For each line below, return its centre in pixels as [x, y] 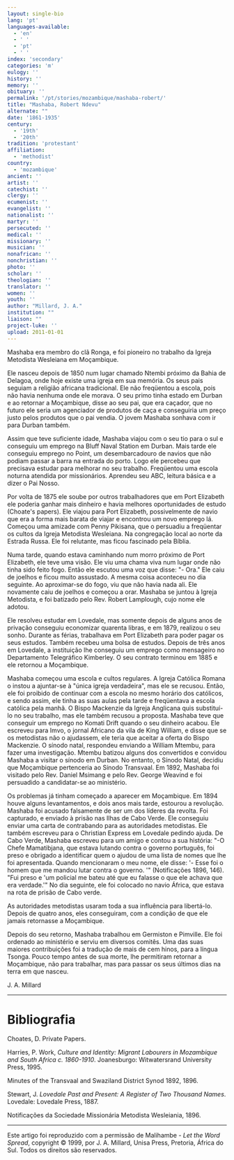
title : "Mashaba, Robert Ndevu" [54, 105]
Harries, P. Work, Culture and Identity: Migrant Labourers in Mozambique [112, 1052]
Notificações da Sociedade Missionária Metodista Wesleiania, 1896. [104, 1115]
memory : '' [23, 85]
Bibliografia [41, 1019]
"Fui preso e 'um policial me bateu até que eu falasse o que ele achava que [115, 877]
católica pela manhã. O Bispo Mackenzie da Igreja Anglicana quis [101, 708]
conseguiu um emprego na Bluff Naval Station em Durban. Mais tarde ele [112, 446]
